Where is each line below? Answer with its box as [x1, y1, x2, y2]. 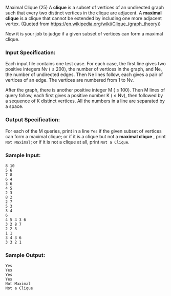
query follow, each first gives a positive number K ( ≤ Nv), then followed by [5, 92, 163, 99]
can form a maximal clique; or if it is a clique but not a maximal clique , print [5, 133, 166, 139]
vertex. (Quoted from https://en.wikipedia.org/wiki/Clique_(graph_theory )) [5, 21, 161, 27]
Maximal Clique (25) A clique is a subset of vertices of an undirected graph [5, 5, 164, 10]
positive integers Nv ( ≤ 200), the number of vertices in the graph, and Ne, [5, 66, 162, 72]
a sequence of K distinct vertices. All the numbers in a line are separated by [5, 98, 165, 104]
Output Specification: [5, 116, 60, 123]
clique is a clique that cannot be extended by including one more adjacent [5, 15, 162, 21]
